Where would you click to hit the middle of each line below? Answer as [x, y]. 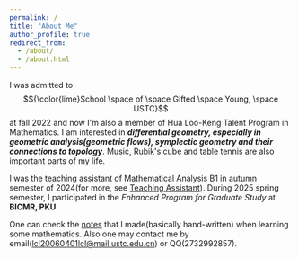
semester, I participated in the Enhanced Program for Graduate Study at [143, 197]
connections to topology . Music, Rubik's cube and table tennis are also [142, 151]
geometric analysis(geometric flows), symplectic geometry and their [141, 142]
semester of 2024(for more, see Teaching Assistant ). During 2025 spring [145, 188]
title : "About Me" [44, 26]
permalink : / [34, 18]
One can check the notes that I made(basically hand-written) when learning [149, 224]
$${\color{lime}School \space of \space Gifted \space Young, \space [151, 99]
